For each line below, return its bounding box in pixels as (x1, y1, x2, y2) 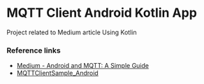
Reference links (6, 45, 61, 55)
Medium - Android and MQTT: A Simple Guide (16, 62, 150, 70)
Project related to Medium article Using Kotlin (6, 28, 137, 36)
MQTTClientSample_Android (16, 69, 99, 78)
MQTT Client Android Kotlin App (6, 5, 197, 21)
